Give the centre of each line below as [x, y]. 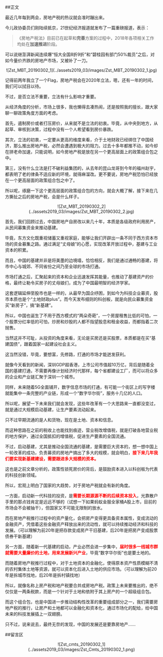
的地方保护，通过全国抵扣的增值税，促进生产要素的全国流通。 [67, 436]
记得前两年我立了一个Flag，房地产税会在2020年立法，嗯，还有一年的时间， [81, 80]
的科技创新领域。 [22, 475]
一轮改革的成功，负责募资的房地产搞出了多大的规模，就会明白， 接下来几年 [79, 452]
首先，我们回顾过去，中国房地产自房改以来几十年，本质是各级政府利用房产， [81, 222]
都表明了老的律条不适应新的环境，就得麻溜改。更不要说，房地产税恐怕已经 [79, 174]
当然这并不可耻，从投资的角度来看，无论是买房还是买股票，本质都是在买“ [78, 338]
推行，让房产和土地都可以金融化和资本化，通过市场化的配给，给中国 [90, 608]
